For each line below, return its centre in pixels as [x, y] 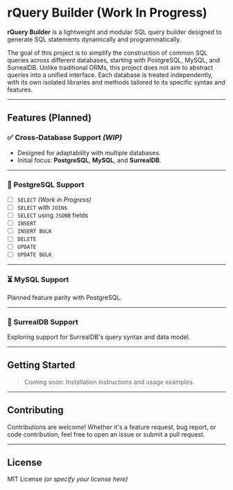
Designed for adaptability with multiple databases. [89, 152]
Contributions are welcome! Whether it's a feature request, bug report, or [112, 427]
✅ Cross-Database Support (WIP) [65, 138]
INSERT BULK [34, 231]
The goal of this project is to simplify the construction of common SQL [107, 53]
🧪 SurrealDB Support [43, 322]
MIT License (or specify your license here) [68, 479]
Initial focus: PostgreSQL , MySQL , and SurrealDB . [89, 160]
